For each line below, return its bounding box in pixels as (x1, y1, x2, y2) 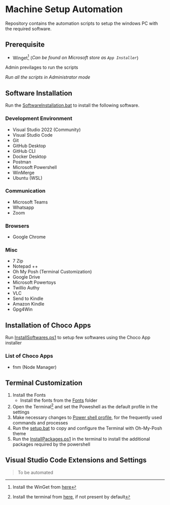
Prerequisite (5, 40, 45, 49)
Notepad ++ (12, 263, 38, 269)
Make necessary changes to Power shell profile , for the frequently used (12, 414, 162, 420)
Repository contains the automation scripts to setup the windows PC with (5, 20, 158, 26)
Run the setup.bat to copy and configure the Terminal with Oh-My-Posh (12, 425, 162, 431)
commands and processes (12, 419, 68, 426)
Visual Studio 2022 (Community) (12, 127, 81, 133)
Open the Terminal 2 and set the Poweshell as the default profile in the (12, 403, 158, 409)
